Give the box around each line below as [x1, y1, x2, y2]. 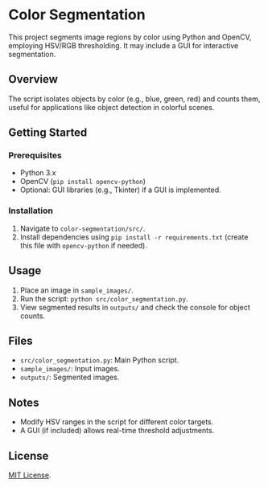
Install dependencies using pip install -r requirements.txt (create [19, 231, 249, 242]
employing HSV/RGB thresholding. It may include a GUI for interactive [8, 40, 239, 50]
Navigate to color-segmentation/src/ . [19, 223, 146, 233]
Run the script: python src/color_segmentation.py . [19, 293, 188, 303]
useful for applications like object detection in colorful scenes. [8, 102, 215, 112]
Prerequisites [8, 150, 62, 162]
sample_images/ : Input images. [19, 364, 121, 374]
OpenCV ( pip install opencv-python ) [19, 177, 146, 186]
